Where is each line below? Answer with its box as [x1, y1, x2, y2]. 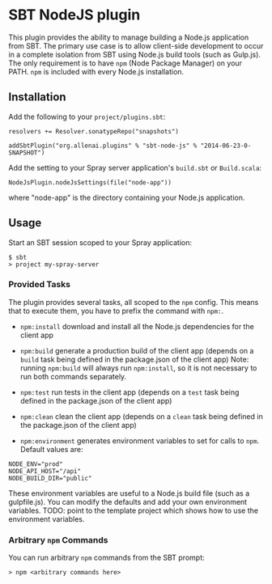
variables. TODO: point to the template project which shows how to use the [8, 506, 259, 515]
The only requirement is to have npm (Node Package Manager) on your [8, 58, 243, 68]
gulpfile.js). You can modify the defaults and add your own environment [8, 497, 248, 506]
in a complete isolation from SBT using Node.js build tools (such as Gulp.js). [8, 49, 261, 59]
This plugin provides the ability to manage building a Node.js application [8, 32, 249, 42]
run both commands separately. [19, 371, 127, 381]
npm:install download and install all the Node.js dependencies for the [19, 321, 255, 331]
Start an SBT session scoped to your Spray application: [8, 237, 193, 248]
